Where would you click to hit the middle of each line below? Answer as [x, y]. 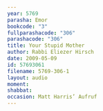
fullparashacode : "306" [41, 33]
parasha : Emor [28, 20]
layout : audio [28, 78]
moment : [18, 84]
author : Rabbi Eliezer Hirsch [51, 52]
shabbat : [20, 90]
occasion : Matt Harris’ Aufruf [52, 97]
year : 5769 [23, 13]
